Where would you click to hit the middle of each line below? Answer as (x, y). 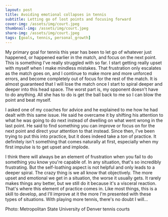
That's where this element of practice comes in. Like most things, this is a (81, 188)
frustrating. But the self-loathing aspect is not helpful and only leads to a (80, 167)
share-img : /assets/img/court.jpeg (42, 33)
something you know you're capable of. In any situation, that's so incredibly (83, 162)
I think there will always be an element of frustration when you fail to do (79, 156)
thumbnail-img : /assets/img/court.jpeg (47, 29)
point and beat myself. (28, 100)
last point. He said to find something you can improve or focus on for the (80, 125)
